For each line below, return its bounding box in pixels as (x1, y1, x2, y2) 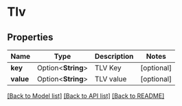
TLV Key (94, 63, 122, 72)
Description (94, 52, 134, 61)
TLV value (94, 75, 127, 83)
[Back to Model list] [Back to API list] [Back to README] (7, 92, 165, 100)
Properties (7, 31, 54, 43)
